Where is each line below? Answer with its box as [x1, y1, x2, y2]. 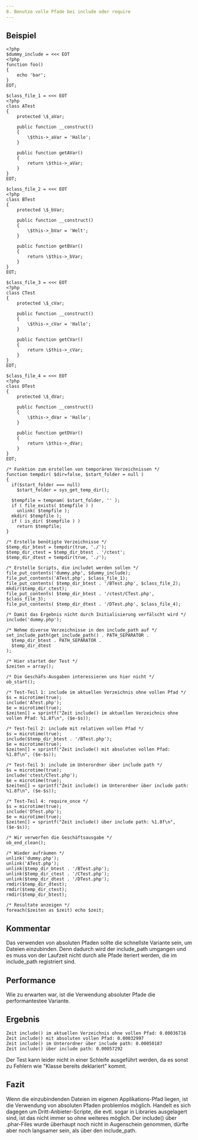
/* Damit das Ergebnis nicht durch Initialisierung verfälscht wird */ [6, 612, 186, 618]
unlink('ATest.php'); [6, 861, 60, 867]
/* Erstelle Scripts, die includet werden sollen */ [6, 565, 139, 571]
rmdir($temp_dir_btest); [6, 892, 67, 898]
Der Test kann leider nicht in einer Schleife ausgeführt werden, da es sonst [6, 1056, 189, 1063]
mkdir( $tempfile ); [11, 513, 62, 519]
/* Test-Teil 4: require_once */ [6, 799, 89, 804]
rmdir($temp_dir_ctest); [6, 887, 67, 893]
